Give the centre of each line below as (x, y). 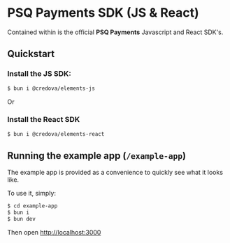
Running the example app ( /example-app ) (97, 156)
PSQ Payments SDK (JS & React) (103, 13)
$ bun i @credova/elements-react (56, 134)
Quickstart (31, 54)
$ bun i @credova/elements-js (51, 88)
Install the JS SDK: (39, 74)
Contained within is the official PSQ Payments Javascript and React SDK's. (115, 32)
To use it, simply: (31, 194)
